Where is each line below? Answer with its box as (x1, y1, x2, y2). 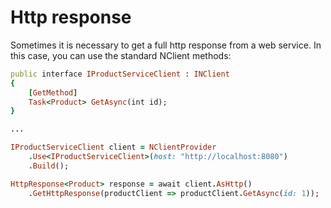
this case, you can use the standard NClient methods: (10, 49, 232, 61)
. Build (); (28, 161, 70, 171)
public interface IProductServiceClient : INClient (10, 69, 230, 79)
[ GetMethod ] (28, 87, 78, 98)
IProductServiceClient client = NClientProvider (10, 142, 217, 153)
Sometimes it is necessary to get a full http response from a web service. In (10, 39, 322, 51)
